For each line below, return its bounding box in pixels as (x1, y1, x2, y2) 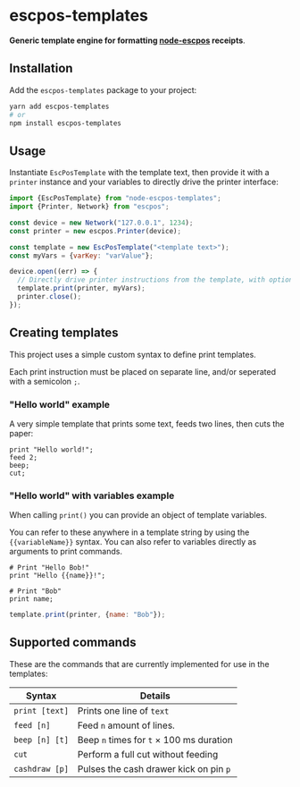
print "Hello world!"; (9, 444, 94, 454)
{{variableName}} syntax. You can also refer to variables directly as (9, 537, 257, 547)
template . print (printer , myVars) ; (17, 283, 146, 293)
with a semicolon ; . (9, 376, 80, 386)
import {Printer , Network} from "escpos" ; (9, 202, 170, 211)
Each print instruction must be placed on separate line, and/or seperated (9, 366, 277, 377)
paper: (9, 427, 34, 438)
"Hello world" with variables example (9, 489, 175, 502)
